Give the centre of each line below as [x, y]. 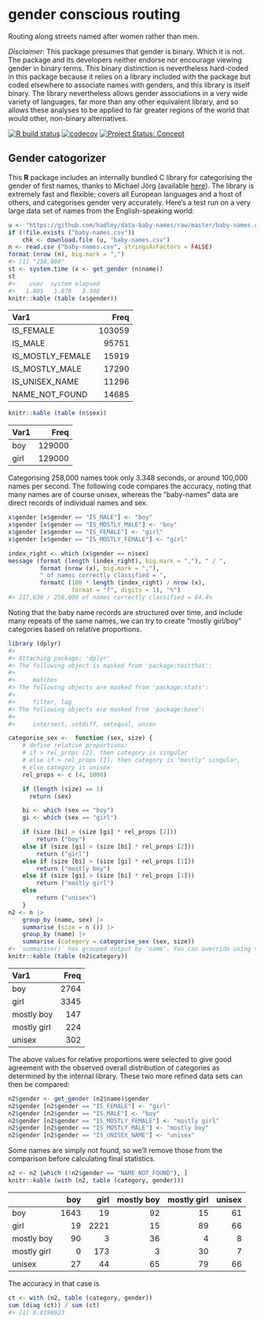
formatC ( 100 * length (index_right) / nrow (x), [123, 583]
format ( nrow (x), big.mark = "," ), [99, 568]
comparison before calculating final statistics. [82, 1159]
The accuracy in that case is [54, 1283]
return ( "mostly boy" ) [73, 868]
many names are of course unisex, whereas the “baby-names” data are [123, 495]
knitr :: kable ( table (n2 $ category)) [68, 956]
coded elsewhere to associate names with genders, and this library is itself [129, 85]
